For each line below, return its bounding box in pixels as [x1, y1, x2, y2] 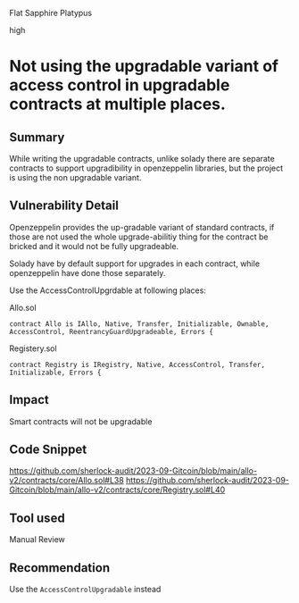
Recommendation [9, 560, 110, 575]
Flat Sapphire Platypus [9, 8, 92, 18]
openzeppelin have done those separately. [9, 267, 166, 278]
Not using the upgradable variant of [9, 56, 279, 77]
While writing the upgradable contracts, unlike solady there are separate [9, 154, 275, 163]
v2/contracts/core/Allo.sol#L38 [9, 475, 125, 486]
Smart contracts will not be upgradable [9, 415, 153, 427]
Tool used [9, 510, 65, 525]
